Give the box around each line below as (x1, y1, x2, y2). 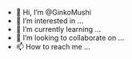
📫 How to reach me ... (15, 42, 90, 51)
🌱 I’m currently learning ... (15, 25, 102, 33)
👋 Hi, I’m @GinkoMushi (15, 8, 92, 17)
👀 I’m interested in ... (15, 16, 84, 26)
